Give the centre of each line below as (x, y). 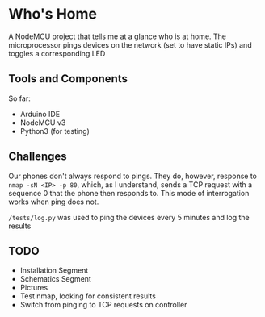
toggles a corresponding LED (57, 53)
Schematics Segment (55, 279)
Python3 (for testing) (55, 131)
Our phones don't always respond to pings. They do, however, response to (132, 176)
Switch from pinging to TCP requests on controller (103, 305)
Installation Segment (54, 270)
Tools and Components (68, 79)
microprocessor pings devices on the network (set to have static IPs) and (130, 44)
